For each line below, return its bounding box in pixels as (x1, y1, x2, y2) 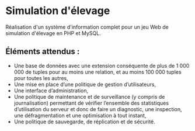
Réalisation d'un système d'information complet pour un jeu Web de (5, 23, 169, 30)
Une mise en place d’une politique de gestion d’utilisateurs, (13, 81, 156, 88)
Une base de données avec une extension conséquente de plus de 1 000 (13, 62, 190, 69)
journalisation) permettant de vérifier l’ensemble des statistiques (13, 99, 169, 106)
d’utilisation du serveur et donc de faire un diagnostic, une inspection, (13, 105, 182, 112)
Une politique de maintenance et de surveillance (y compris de (13, 93, 165, 100)
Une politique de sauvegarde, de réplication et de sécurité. (13, 118, 155, 125)
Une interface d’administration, (13, 87, 89, 94)
